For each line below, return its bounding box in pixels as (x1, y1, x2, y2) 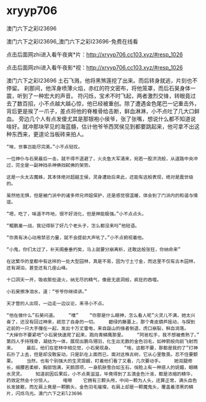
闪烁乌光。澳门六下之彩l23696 (15, 390, 83, 396)
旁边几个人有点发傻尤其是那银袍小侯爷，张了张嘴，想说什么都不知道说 (18, 115, 196, 123)
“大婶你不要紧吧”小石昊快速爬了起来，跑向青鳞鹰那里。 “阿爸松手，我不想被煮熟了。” (6, 332, 200, 338)
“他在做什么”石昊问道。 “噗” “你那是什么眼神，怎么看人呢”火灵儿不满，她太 (6, 312, 191, 319)
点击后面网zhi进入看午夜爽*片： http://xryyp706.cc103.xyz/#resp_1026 (6, 50, 183, 58)
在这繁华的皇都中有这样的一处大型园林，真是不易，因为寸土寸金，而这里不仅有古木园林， (6, 258, 198, 264)
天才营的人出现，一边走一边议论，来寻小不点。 (6, 300, 107, 306)
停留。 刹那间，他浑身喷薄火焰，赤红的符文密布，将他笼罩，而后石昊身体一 (6, 84, 196, 92)
